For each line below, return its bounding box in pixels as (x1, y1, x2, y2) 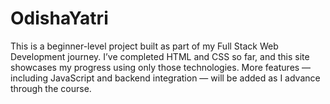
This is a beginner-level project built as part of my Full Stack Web (10, 40, 279, 52)
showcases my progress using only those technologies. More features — (10, 61, 312, 73)
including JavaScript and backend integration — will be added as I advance (10, 72, 321, 84)
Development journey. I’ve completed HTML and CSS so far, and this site (10, 50, 310, 62)
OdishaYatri (10, 7, 109, 30)
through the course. (10, 82, 92, 94)
